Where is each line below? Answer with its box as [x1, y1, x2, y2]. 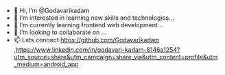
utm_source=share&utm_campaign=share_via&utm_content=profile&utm [13, 53, 218, 61]
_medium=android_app [13, 60, 79, 68]
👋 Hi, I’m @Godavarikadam [13, 7, 90, 14]
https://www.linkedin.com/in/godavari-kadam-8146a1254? [15, 46, 180, 54]
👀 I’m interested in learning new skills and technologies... [13, 14, 175, 22]
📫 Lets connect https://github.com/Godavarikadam [13, 36, 160, 44]
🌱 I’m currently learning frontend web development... [13, 21, 163, 29]
